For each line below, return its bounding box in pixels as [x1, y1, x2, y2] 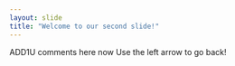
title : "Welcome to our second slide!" [9, 22, 160, 31]
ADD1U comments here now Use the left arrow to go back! [9, 46, 227, 57]
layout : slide [9, 13, 63, 23]
